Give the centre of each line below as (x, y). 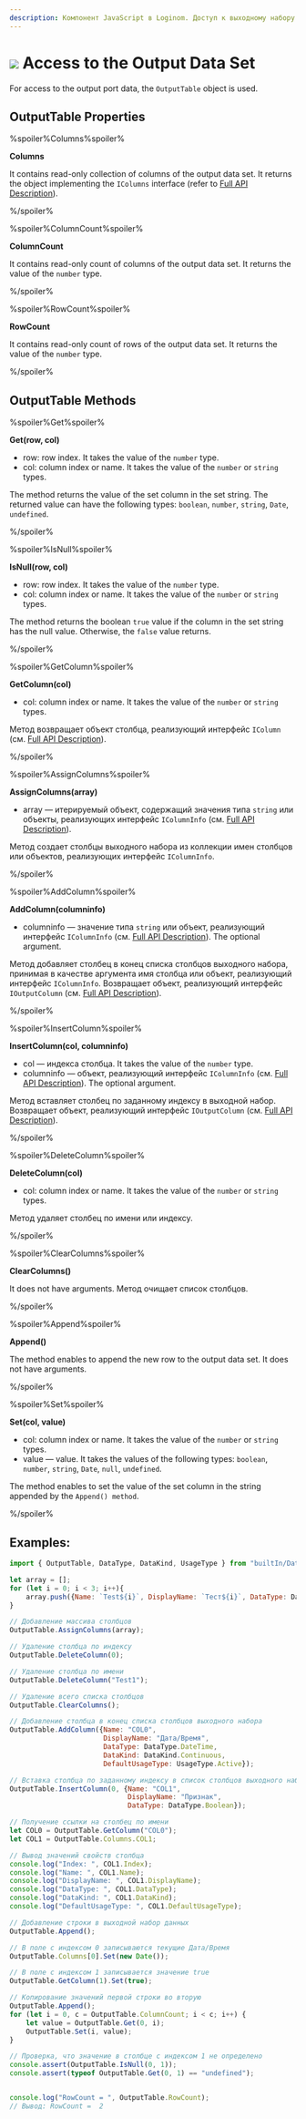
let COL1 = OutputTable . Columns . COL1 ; (83, 1839)
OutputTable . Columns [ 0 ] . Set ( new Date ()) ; (89, 1956)
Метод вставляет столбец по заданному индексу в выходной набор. (143, 1101)
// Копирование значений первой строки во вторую (106, 1998)
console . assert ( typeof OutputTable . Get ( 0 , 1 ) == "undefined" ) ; (132, 2073)
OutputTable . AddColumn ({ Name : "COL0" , (83, 1730)
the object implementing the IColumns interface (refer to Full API (129, 184)
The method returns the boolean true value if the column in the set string (147, 622)
